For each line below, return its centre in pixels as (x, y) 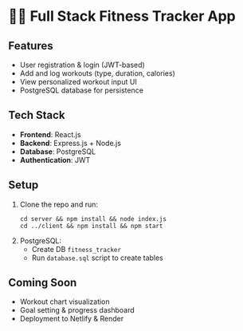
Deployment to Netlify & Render (72, 319)
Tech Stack (37, 115)
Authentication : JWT (55, 160)
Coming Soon (43, 283)
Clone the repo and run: (59, 204)
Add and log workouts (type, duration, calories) (97, 73)
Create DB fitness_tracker (76, 249)
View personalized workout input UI (78, 82)
